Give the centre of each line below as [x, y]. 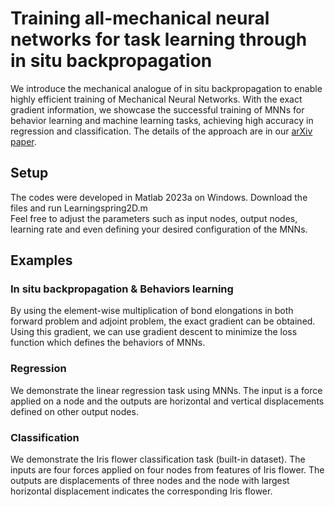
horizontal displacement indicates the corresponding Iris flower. [141, 491]
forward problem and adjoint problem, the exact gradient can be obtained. [163, 321]
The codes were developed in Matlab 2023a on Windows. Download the [159, 197]
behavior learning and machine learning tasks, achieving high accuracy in [162, 120]
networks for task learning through [159, 39]
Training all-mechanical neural [140, 18]
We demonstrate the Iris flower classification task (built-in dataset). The [158, 459]
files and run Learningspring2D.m [79, 208]
